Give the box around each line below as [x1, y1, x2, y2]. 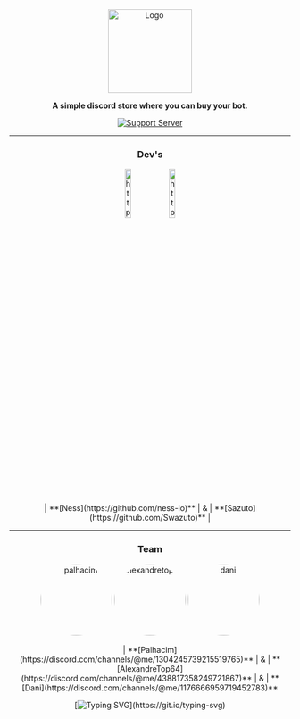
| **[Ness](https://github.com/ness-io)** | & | [44, 503, 212, 514]
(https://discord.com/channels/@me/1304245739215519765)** [19, 654, 254, 665]
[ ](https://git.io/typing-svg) [74, 699, 226, 710]
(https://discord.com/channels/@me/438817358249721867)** [21, 673, 253, 683]
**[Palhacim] [128, 644, 178, 655]
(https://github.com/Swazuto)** [88, 513, 206, 523]
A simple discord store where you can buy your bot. [52, 100, 248, 111]
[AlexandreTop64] [116, 663, 184, 673]
